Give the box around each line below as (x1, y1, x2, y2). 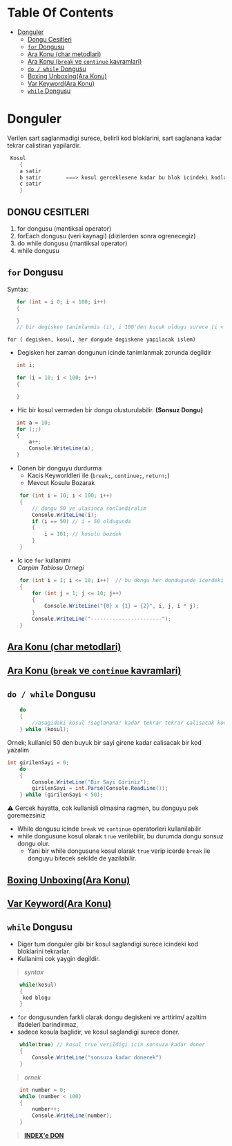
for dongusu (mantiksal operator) (17, 224, 112, 233)
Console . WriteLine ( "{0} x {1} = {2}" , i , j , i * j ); (43, 603, 199, 610)
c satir (19, 180, 41, 188)
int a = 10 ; (16, 419, 51, 426)
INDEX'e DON (23, 1131, 64, 1140)
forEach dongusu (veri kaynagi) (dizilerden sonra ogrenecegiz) (17, 231, 196, 240)
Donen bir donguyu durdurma (17, 464, 102, 472)
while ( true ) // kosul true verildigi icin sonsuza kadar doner (19, 1041, 206, 1048)
